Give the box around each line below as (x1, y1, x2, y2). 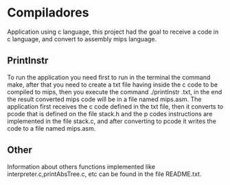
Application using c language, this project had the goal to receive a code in (7, 28, 219, 36)
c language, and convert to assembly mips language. (7, 34, 157, 43)
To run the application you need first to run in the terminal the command (7, 73, 211, 81)
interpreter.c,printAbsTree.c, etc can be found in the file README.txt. (7, 170, 202, 178)
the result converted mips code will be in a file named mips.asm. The (7, 95, 202, 103)
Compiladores (7, 5, 89, 21)
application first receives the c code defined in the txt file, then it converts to (7, 102, 224, 111)
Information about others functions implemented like (7, 162, 156, 171)
